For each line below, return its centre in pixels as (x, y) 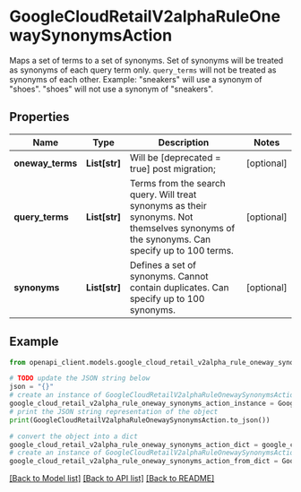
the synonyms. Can (170, 239)
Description (184, 142)
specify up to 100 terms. (182, 250)
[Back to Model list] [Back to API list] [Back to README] (112, 479)
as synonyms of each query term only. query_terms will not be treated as (143, 70)
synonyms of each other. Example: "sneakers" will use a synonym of (136, 79)
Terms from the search (177, 183)
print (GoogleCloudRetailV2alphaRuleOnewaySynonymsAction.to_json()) (140, 420)
